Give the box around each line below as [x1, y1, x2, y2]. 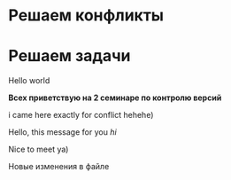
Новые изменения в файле [8, 161, 110, 172]
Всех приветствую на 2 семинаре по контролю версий [8, 92, 222, 103]
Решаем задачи [8, 46, 131, 67]
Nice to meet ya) [8, 144, 69, 155]
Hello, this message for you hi [8, 127, 117, 137]
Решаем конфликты [8, 5, 165, 26]
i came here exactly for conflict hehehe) [8, 110, 154, 121]
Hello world [8, 75, 50, 86]
